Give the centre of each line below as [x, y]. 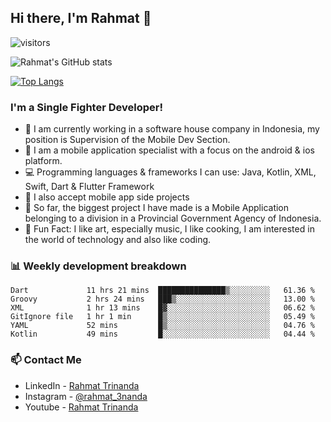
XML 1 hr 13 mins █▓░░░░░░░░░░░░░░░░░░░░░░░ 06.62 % [162, 308]
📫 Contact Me [46, 360]
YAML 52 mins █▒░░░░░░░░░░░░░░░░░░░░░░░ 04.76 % [162, 326]
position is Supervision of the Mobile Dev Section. [127, 140]
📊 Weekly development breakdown [98, 266]
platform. [43, 161]
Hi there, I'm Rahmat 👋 [81, 18]
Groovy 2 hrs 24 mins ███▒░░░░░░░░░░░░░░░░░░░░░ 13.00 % [162, 299]
